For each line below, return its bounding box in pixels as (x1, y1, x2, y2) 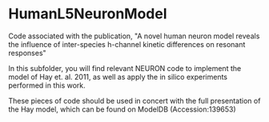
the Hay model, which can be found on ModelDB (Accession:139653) (8, 104, 236, 114)
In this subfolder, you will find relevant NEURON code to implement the (8, 63, 242, 73)
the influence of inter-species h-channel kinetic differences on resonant (8, 39, 246, 49)
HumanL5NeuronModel (8, 5, 167, 23)
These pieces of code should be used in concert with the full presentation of (8, 96, 261, 105)
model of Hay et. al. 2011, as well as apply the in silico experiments (8, 72, 228, 81)
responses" (8, 48, 46, 57)
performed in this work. (8, 81, 86, 90)
